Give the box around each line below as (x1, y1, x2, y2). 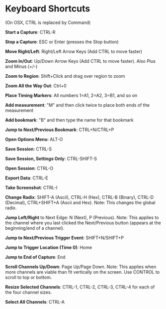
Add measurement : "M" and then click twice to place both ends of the (5, 102, 150, 108)
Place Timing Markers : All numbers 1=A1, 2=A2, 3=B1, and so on (5, 92, 138, 98)
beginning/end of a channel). (5, 225, 65, 231)
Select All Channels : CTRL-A (5, 299, 65, 305)
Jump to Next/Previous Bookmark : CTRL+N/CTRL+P (5, 127, 114, 133)
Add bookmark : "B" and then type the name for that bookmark (5, 117, 134, 123)
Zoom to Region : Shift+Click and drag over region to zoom (5, 73, 125, 79)
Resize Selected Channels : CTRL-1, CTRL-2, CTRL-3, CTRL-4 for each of (5, 284, 155, 290)
